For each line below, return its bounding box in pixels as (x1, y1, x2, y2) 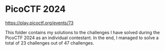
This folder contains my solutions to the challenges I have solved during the (5, 29, 160, 35)
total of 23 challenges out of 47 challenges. (5, 40, 94, 46)
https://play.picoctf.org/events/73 (5, 20, 74, 26)
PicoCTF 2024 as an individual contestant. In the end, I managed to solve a (5, 35, 159, 41)
